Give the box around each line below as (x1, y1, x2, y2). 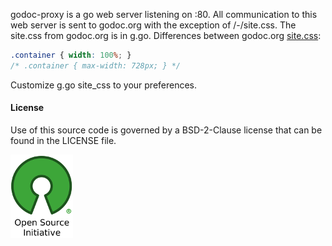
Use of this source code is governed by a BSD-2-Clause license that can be (10, 124, 323, 136)
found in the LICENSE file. (10, 134, 117, 146)
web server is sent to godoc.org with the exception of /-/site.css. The (10, 19, 297, 31)
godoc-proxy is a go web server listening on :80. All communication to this (10, 9, 318, 20)
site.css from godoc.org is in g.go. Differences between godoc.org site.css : (10, 30, 322, 41)
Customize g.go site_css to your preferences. (10, 79, 198, 91)
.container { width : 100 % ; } (10, 50, 132, 60)
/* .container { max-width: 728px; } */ (10, 60, 182, 71)
